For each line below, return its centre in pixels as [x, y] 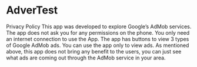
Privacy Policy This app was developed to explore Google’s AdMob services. [99, 26]
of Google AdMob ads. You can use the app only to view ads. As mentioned [98, 45]
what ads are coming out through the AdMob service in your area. [86, 58]
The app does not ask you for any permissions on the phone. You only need [98, 32]
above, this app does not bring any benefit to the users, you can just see [94, 51]
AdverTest [32, 10]
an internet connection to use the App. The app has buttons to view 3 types [98, 39]
